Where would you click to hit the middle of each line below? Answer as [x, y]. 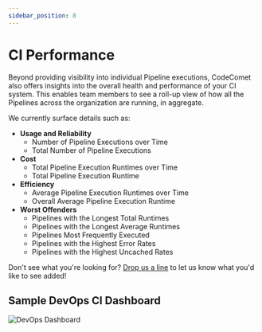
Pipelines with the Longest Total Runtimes [100, 218]
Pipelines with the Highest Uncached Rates [102, 252]
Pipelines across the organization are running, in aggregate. [106, 102]
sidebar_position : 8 [43, 16]
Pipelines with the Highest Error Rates [94, 243]
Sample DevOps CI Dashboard [84, 301]
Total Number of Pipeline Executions [91, 150]
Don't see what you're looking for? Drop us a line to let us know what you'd [131, 267]
